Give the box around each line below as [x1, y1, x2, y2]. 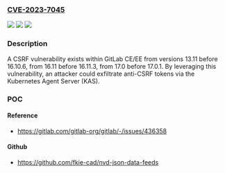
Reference [7, 111, 38, 120]
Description [7, 39, 48, 49]
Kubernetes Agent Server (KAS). [7, 76, 100, 85]
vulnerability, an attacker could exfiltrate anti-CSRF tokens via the [7, 69, 195, 78]
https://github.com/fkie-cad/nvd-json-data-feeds [17, 158, 159, 166]
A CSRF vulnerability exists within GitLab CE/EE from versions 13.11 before [7, 54, 218, 63]
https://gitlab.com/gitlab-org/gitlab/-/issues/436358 [17, 126, 167, 135]
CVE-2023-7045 [7, 5, 65, 15]
